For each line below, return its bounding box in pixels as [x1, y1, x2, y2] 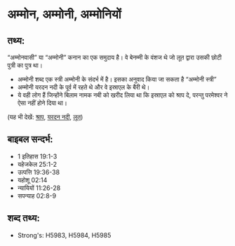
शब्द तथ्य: [7, 212, 40, 224]
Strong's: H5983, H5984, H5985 [17, 231, 112, 239]
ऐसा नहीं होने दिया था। [17, 99, 68, 107]
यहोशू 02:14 [17, 175, 48, 184]
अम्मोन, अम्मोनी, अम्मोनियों [7, 6, 121, 22]
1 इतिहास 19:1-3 [17, 152, 58, 160]
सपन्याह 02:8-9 [17, 191, 57, 200]
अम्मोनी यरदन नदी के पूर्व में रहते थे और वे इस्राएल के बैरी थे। [17, 83, 150, 91]
